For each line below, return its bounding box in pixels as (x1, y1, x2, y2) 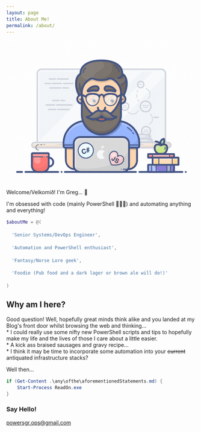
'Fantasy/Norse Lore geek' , (11, 257, 82, 264)
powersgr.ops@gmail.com (6, 419, 71, 426)
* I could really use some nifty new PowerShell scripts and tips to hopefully (6, 328, 192, 335)
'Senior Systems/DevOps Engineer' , (11, 232, 101, 238)
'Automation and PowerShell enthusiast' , (11, 244, 117, 250)
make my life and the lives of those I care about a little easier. (6, 335, 158, 342)
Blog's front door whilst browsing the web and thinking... (6, 322, 147, 329)
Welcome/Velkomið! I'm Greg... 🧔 (6, 189, 88, 196)
